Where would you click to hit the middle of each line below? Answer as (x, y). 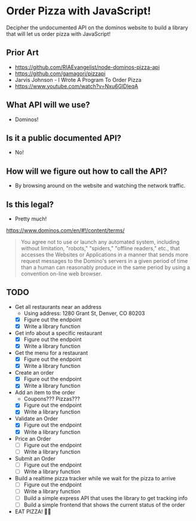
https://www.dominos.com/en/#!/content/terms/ (65, 230)
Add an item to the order (45, 393)
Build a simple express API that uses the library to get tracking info (106, 498)
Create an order (34, 373)
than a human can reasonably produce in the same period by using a (105, 267)
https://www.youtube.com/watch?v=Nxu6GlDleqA (76, 86)
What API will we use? (48, 105)
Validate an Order (36, 419)
